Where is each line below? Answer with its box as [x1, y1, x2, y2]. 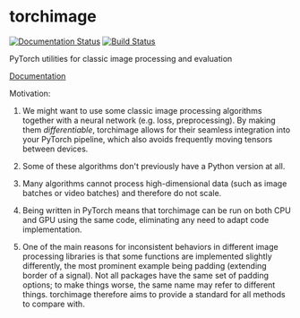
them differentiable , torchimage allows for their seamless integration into [21, 124, 291, 135]
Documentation [9, 70, 66, 82]
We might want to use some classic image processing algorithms [21, 105, 262, 116]
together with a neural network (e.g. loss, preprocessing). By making [21, 115, 276, 125]
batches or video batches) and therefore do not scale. [21, 187, 222, 198]
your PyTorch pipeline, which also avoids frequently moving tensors [21, 133, 273, 144]
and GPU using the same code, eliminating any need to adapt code [21, 214, 270, 225]
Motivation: [9, 88, 51, 99]
